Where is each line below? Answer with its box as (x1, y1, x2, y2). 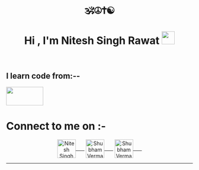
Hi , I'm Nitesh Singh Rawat (24, 34, 160, 47)
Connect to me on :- (6, 120, 107, 133)
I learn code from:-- (6, 70, 81, 81)
